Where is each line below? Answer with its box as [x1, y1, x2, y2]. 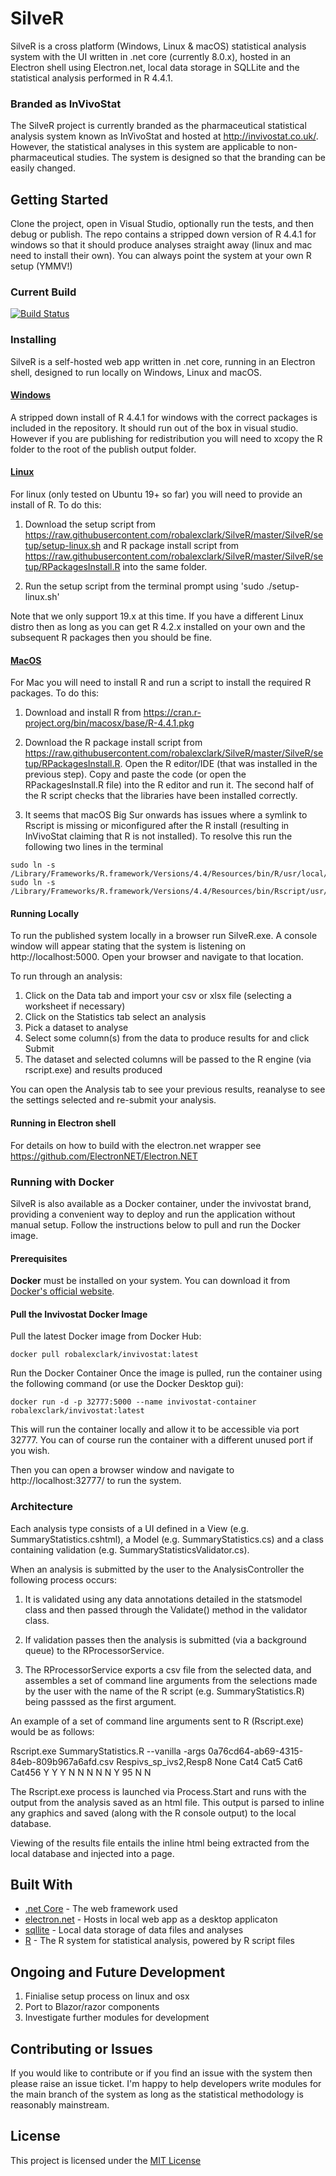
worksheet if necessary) [24, 1000, 126, 1012]
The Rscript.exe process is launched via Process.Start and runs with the [10, 1785, 307, 1797]
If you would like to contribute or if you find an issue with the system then [10, 2067, 313, 2079]
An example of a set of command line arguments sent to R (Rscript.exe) [10, 1715, 305, 1727]
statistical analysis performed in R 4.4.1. [10, 72, 174, 84]
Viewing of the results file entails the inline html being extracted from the [10, 1837, 310, 1849]
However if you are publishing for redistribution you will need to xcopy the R [10, 432, 323, 444]
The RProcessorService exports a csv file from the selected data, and [24, 1663, 312, 1676]
